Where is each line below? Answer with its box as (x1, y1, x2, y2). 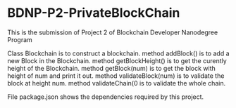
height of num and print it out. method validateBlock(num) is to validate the (7, 72, 225, 80)
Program (7, 35, 33, 43)
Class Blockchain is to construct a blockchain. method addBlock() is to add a (7, 49, 230, 58)
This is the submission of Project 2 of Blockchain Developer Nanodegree (7, 28, 218, 36)
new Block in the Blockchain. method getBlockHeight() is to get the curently (7, 56, 227, 65)
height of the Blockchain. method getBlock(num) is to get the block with (7, 64, 216, 72)
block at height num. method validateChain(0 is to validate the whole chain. (7, 79, 226, 87)
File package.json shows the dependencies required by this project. (7, 93, 204, 101)
